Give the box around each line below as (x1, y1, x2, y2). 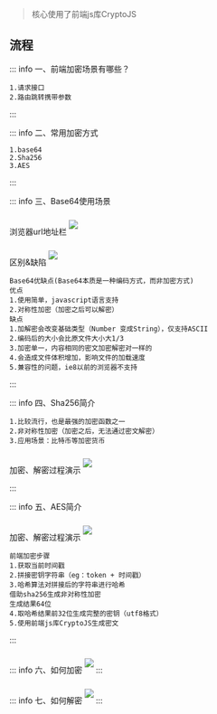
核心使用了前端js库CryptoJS (31, 9, 137, 19)
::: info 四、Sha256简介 (9, 397, 96, 408)
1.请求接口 (9, 83, 45, 92)
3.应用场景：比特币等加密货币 (9, 436, 106, 446)
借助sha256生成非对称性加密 (9, 589, 101, 599)
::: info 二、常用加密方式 (9, 127, 99, 138)
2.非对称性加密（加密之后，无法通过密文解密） (9, 427, 160, 436)
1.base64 (9, 145, 42, 155)
